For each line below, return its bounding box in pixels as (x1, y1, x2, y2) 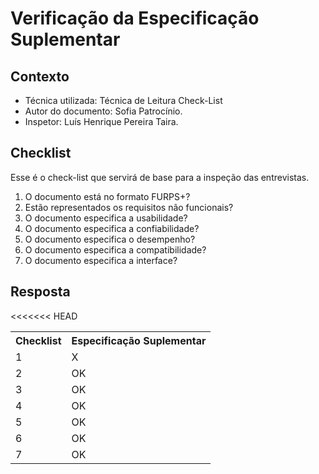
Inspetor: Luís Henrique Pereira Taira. (24, 116, 179, 127)
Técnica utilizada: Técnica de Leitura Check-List (24, 95, 223, 106)
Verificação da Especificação (10, 7, 260, 30)
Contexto (10, 68, 70, 85)
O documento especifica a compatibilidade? (24, 243, 207, 256)
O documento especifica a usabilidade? (24, 212, 188, 224)
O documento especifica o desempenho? (24, 233, 196, 245)
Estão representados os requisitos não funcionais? (24, 201, 234, 213)
